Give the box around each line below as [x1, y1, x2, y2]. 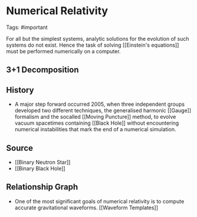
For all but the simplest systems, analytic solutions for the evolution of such [6, 35, 189, 42]
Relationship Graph [6, 182, 78, 192]
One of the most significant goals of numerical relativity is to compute [14, 197, 185, 205]
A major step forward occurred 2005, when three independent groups [14, 101, 185, 108]
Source [6, 143, 34, 153]
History [6, 85, 34, 95]
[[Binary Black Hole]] [14, 164, 66, 172]
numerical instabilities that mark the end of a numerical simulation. [14, 126, 176, 133]
